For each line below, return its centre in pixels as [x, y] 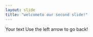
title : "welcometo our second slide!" [46, 15]
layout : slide [20, 10]
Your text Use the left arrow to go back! [47, 29]
